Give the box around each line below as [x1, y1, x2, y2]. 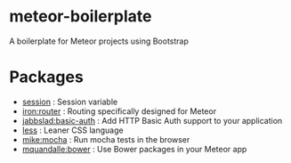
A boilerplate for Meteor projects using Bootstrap [9, 36, 189, 46]
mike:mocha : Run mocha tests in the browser [21, 134, 190, 144]
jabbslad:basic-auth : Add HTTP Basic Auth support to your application [21, 115, 283, 126]
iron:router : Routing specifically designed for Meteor [21, 105, 216, 117]
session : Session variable [21, 96, 118, 107]
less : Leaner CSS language [21, 125, 124, 135]
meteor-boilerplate [9, 6, 152, 27]
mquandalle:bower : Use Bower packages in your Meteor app [21, 143, 247, 154]
